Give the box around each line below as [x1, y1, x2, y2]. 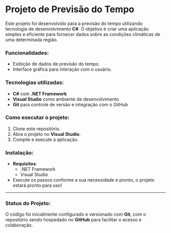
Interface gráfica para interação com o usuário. [12, 66, 112, 72]
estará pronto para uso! [12, 182, 62, 189]
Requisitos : [12, 161, 37, 167]
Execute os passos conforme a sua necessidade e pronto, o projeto [12, 177, 155, 183]
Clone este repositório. [12, 126, 61, 132]
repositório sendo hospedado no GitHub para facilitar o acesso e [5, 217, 141, 223]
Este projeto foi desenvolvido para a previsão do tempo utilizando [5, 20, 143, 26]
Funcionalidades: [5, 49, 49, 56]
